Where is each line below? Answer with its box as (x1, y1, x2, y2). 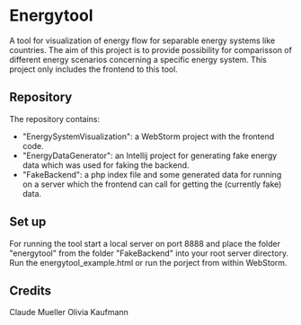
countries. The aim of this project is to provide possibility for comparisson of (9, 44, 292, 55)
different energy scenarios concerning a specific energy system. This (9, 54, 267, 65)
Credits (9, 283, 52, 298)
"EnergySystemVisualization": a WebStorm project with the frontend (22, 131, 275, 142)
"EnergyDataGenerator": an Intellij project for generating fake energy (22, 150, 278, 161)
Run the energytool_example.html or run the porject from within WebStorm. (9, 257, 288, 268)
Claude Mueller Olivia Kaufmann (9, 307, 128, 318)
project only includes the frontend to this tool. (9, 64, 178, 75)
